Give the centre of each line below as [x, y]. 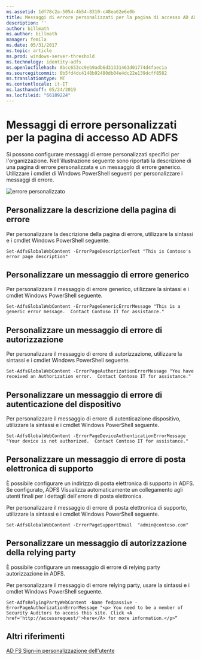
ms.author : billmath [32, 34]
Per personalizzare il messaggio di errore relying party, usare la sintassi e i [98, 585]
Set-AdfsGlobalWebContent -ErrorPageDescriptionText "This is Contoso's [99, 251]
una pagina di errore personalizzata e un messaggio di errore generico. [94, 167]
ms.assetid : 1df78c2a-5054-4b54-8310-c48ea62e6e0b [71, 12]
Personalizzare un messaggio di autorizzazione [97, 544]
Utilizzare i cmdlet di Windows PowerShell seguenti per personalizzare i [95, 173]
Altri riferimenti [35, 636]
